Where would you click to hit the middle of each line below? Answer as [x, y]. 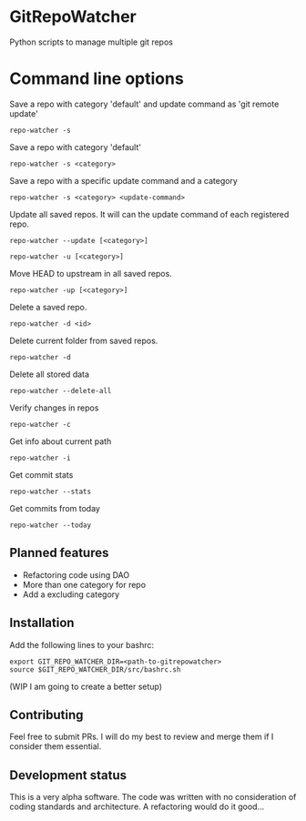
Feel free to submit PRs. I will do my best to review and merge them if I [142, 737]
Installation [42, 623]
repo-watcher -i [40, 458]
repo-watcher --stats [51, 492]
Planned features [59, 553]
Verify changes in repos [54, 408]
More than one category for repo [84, 584]
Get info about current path [61, 441]
